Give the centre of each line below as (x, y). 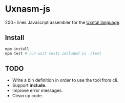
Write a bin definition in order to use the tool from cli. (65, 80)
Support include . (29, 86)
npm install (17, 49)
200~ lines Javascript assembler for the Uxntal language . (63, 22)
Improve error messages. (37, 90)
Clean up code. (27, 96)
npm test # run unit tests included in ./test (53, 53)
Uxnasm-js (28, 9)
